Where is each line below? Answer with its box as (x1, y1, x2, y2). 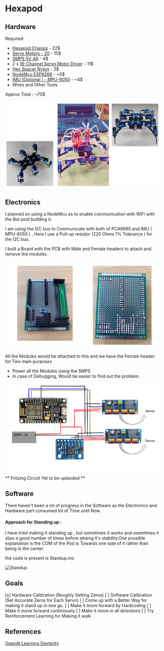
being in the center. (5, 546, 44, 552)
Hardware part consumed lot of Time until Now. (5, 508, 101, 514)
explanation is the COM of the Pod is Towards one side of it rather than (5, 540, 149, 547)
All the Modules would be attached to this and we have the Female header (5, 353, 155, 359)
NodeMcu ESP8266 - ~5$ (12, 71, 65, 77)
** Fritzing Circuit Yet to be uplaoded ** (5, 475, 85, 481)
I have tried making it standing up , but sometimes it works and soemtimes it (5, 530, 159, 536)
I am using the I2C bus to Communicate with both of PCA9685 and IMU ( (5, 226, 152, 232)
